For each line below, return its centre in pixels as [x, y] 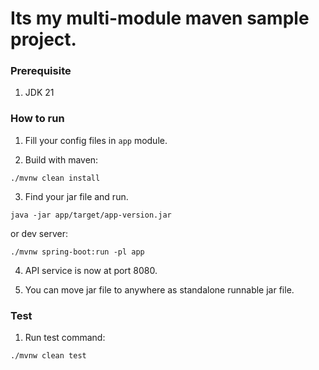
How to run [37, 119]
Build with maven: [61, 159]
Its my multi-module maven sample [160, 18]
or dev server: [39, 233]
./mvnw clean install [55, 178]
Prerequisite [41, 71]
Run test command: [65, 338]
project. [43, 39]
